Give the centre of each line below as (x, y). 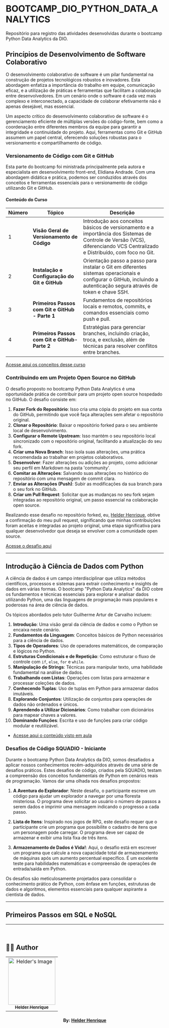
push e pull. (97, 319)
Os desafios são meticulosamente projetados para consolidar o (71, 878)
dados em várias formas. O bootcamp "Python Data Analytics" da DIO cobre (84, 589)
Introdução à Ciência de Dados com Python (75, 566)
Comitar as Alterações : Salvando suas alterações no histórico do (80, 473)
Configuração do (53, 277)
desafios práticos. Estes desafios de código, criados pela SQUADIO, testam (84, 770)
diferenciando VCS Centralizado (121, 246)
